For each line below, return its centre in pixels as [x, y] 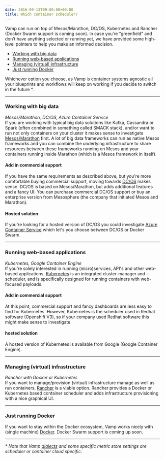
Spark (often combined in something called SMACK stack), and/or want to [80, 128]
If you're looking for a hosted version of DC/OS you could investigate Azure [82, 225]
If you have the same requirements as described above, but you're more [78, 176]
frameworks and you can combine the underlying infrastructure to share [78, 143]
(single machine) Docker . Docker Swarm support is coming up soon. [74, 432]
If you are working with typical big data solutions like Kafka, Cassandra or [79, 122]
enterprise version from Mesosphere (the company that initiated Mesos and [82, 197]
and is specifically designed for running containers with [83, 279]
